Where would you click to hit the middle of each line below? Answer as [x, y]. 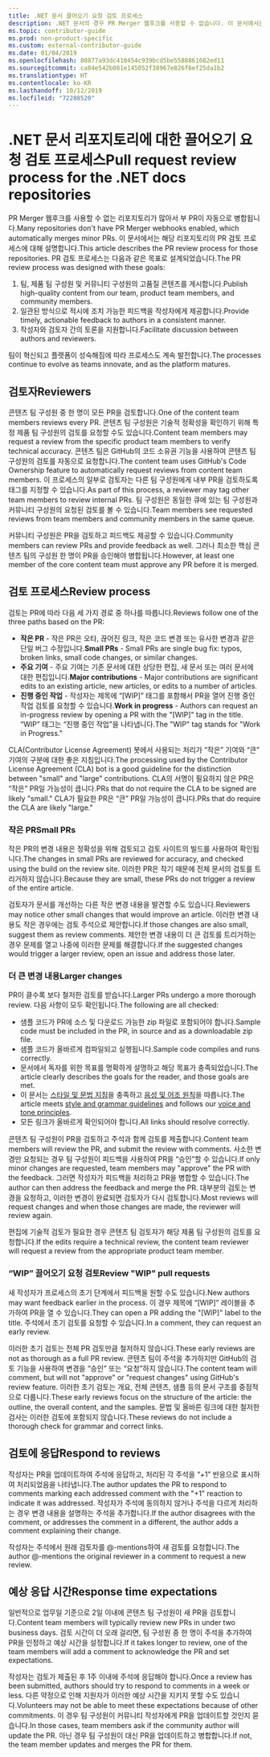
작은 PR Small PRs [42, 830]
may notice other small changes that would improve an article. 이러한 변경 [129, 915]
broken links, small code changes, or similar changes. [109, 657]
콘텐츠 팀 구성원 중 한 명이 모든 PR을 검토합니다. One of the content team [124, 412]
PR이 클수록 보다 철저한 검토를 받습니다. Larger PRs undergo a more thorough [132, 995]
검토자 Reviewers [50, 392]
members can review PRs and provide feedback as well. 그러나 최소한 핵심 [130, 545]
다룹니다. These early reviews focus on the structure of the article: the [137, 1397]
